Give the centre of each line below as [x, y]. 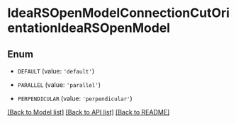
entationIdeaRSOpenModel [89, 28]
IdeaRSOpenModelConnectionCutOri [119, 13]
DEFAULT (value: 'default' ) [56, 71]
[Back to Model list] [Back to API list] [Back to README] [89, 112]
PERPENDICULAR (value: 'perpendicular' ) [75, 98]
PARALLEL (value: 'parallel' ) [59, 85]
